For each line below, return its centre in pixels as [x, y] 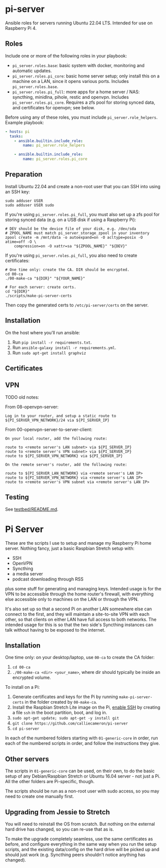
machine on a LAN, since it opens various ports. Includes [70, 81]
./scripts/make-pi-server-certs [38, 296]
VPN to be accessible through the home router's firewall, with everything [79, 594]
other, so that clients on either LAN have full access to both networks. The [81, 619]
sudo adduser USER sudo [30, 205]
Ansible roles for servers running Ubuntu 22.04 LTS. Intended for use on [79, 23]
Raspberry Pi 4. [21, 28]
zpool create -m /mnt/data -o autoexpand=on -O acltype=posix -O [74, 237]
